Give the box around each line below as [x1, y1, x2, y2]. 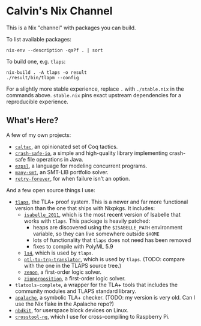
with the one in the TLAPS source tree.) [23, 262, 122, 269]
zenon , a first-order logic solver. [23, 268, 102, 276]
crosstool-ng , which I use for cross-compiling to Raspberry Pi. [14, 313, 170, 320]
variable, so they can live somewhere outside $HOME [32, 230, 160, 237]
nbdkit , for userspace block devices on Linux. [14, 306, 129, 313]
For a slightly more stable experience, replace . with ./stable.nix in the [6, 85, 184, 92]
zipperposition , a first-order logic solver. [23, 274, 126, 282]
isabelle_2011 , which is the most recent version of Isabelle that [23, 211, 181, 218]
